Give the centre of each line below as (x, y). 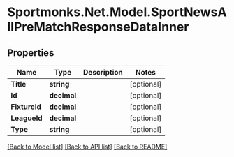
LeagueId (27, 118)
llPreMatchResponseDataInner (98, 27)
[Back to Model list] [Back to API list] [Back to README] (87, 147)
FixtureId (26, 107)
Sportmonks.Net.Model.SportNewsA (117, 12)
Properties (31, 53)
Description (103, 72)
